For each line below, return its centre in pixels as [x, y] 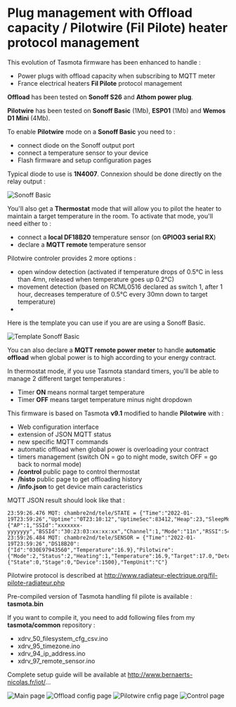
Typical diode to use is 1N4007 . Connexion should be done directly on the [115, 174]
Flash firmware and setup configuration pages [84, 160]
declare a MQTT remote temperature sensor [82, 245]
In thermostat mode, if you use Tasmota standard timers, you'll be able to [113, 371]
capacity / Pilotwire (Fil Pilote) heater [118, 28]
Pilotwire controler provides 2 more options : [72, 258]
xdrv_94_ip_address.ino [51, 653]
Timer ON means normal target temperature [81, 392]
